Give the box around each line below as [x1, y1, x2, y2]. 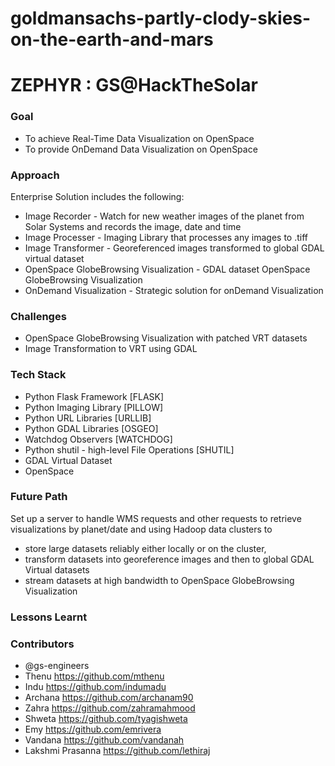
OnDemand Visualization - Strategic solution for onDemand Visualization [24, 284, 324, 296]
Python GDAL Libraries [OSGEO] [24, 422, 159, 434]
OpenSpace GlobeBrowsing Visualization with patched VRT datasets [24, 332, 308, 344]
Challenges [10, 309, 67, 323]
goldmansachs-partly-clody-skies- [10, 7, 312, 30]
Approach [10, 168, 60, 182]
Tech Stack [10, 368, 67, 382]
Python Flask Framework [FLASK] [24, 390, 165, 402]
